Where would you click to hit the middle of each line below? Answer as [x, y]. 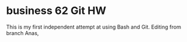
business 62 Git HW [56, 11]
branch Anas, [23, 33]
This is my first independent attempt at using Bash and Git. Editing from [94, 27]
